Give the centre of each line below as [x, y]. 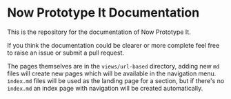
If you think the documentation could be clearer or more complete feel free [113, 45]
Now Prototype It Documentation [103, 13]
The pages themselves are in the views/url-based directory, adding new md [113, 66]
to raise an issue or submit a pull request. [66, 53]
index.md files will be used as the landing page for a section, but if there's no [116, 80]
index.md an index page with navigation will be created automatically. [105, 88]
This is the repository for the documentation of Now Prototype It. [99, 32]
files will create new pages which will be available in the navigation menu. [112, 73]
